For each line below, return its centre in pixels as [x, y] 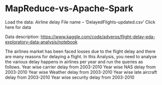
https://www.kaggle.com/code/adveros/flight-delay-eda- [98, 37]
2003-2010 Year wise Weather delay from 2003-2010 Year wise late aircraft [81, 72]
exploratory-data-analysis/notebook [41, 42]
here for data [18, 27]
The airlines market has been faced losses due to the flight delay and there [80, 51]
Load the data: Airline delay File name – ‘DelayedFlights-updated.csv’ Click [80, 22]
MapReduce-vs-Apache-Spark [69, 9]
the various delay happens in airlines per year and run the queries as [74, 62]
